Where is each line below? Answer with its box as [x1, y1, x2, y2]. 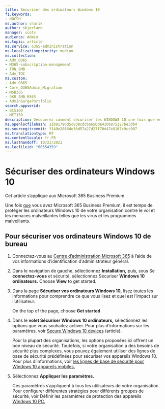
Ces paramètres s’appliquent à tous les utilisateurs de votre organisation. [12, 382, 160, 388]
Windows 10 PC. [12, 398, 46, 404]
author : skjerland [5, 26, 43, 31]
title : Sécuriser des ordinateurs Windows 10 [5, 7, 100, 12]
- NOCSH [5, 16, 21, 21]
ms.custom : [5, 76, 27, 81]
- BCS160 [5, 108, 23, 113]
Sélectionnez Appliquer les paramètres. [12, 373, 95, 379]
